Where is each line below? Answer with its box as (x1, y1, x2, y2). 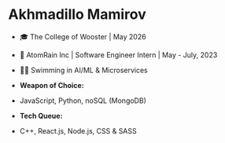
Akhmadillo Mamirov (8, 5, 147, 24)
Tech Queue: (19, 111, 63, 120)
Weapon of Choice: (19, 80, 84, 90)
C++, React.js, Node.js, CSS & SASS (19, 126, 137, 135)
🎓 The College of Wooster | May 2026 (19, 31, 147, 41)
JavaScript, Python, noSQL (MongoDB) (19, 96, 147, 105)
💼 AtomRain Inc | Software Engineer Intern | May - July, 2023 (19, 49, 218, 60)
